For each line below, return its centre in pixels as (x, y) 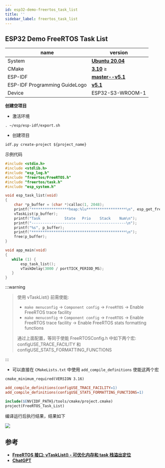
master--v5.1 (109, 77)
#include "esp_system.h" (30, 187)
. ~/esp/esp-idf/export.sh (33, 126)
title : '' (15, 14)
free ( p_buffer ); (31, 237)
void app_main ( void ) (26, 250)
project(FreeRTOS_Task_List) (35, 406)
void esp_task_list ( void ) (31, 196)
